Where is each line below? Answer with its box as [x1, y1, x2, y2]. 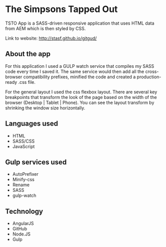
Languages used [5, 119, 58, 128]
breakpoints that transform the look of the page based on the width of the [5, 94, 157, 100]
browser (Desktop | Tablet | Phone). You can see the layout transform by [5, 99, 154, 105]
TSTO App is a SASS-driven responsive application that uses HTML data [5, 20, 154, 26]
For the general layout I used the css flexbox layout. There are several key [5, 89, 157, 95]
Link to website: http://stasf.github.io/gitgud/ [5, 35, 97, 41]
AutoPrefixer [12, 171, 39, 177]
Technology [5, 207, 43, 215]
